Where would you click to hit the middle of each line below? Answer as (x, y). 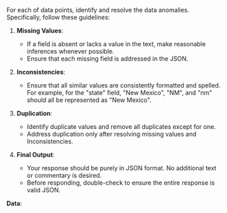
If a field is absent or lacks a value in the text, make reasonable (116, 44)
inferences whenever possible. (70, 51)
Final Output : (36, 155)
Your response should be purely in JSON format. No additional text (121, 168)
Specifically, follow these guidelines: (58, 17)
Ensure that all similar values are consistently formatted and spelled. (124, 85)
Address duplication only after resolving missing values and (112, 134)
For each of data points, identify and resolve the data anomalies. (98, 10)
